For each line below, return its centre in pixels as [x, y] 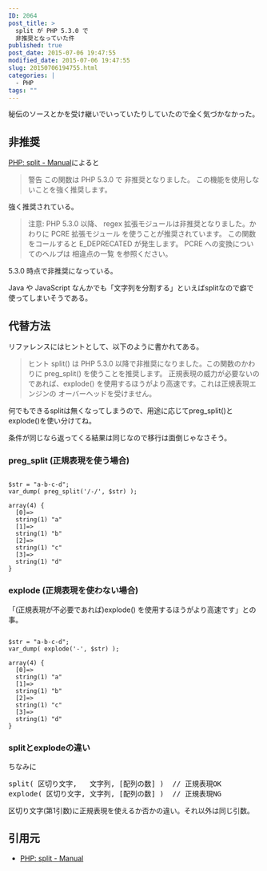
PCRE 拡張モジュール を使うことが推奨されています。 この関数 [153, 234]
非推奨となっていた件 [45, 38]
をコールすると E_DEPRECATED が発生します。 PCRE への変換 [130, 244]
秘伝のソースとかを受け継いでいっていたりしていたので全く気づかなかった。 [134, 114]
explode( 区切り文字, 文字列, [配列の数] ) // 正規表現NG [115, 794]
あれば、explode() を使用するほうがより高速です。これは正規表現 [142, 383]
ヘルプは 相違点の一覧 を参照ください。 [107, 254]
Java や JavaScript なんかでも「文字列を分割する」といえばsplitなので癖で [131, 288]
